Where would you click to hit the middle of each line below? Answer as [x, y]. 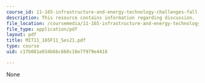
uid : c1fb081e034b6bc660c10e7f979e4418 [57, 52]
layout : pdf [21, 35]
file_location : [26, 23]
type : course [23, 46]
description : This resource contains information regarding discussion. [101, 18]
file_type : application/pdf [42, 29]
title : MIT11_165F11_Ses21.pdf [46, 40]
